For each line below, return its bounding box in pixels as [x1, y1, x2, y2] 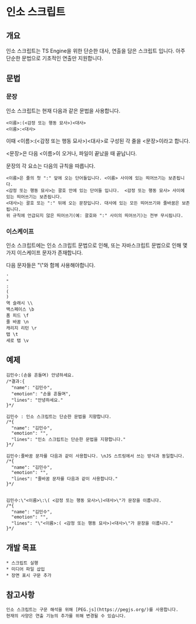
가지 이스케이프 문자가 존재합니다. [6, 249, 83, 256]
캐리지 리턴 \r [6, 325, 37, 331]
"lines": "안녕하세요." [11, 397, 63, 403]
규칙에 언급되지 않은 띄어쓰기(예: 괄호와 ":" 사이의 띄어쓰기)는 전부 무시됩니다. [12, 212, 184, 218]
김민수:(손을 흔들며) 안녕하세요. [6, 372, 75, 378]
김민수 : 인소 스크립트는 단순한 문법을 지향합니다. [6, 413, 111, 419]
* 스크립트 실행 [6, 560, 39, 566]
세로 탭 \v [6, 338, 29, 343]
